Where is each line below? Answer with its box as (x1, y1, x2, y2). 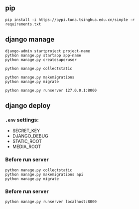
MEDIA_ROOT (12, 143, 41, 149)
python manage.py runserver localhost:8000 (5, 199, 97, 204)
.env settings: (5, 116, 39, 123)
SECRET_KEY (12, 127, 40, 134)
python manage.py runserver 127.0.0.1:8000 (5, 87, 97, 93)
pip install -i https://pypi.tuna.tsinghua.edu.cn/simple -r (5, 17, 135, 22)
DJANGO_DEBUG (12, 133, 48, 139)
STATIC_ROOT (12, 138, 42, 144)
